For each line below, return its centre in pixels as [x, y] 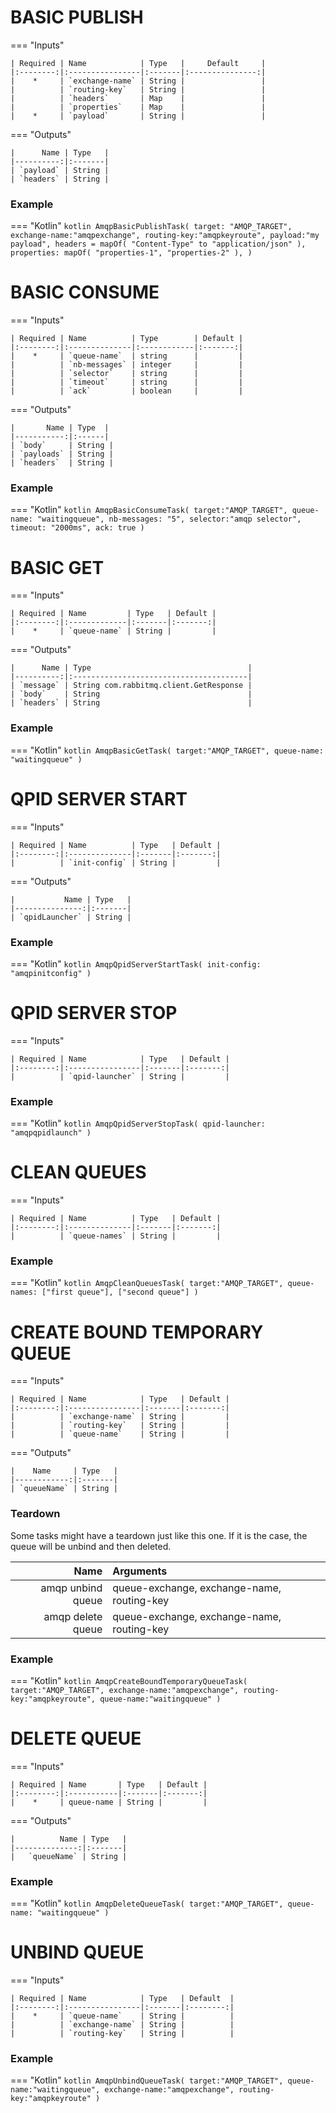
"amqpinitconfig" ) [51, 973]
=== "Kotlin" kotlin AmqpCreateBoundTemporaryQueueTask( [129, 1680]
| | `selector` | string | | [127, 374]
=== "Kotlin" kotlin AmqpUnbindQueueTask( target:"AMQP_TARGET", [147, 2080]
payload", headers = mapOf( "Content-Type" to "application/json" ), [158, 244]
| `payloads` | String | [62, 454]
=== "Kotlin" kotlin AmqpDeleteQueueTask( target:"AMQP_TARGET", [147, 1903]
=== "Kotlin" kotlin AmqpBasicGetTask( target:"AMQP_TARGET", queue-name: [167, 750]
